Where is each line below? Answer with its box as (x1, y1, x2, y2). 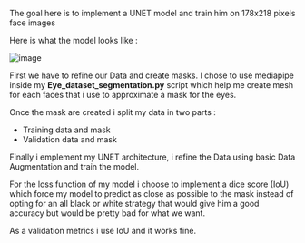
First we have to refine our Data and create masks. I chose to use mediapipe (9, 70, 295, 81)
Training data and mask (22, 124, 111, 135)
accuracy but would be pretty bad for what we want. (9, 208, 206, 219)
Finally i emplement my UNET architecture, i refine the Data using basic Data (9, 151, 296, 162)
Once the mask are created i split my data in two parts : (9, 107, 216, 117)
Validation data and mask (22, 134, 118, 144)
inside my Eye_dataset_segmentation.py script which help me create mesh (9, 80, 294, 90)
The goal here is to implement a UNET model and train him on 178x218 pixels (9, 8, 296, 18)
